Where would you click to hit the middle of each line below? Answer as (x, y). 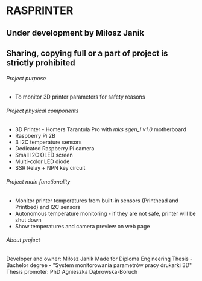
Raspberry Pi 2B (35, 136)
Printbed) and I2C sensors (48, 207)
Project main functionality (38, 181)
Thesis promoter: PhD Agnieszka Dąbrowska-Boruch (72, 271)
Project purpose (26, 78)
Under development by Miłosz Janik (75, 33)
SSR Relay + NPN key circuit (50, 168)
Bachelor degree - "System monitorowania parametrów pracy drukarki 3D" (99, 265)
